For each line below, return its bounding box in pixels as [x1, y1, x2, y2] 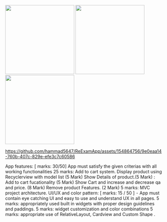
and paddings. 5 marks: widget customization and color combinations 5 [5, 206, 153, 212]
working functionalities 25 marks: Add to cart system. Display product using [5, 169, 162, 174]
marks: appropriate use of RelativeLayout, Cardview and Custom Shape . [5, 211, 155, 217]
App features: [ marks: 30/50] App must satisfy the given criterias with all [5, 163, 157, 169]
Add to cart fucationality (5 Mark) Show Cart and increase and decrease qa [5, 179, 161, 185]
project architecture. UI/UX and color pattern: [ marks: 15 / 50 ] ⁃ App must [5, 190, 159, 196]
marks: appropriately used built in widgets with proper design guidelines [5, 201, 154, 206]
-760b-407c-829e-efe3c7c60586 [5, 154, 75, 159]
